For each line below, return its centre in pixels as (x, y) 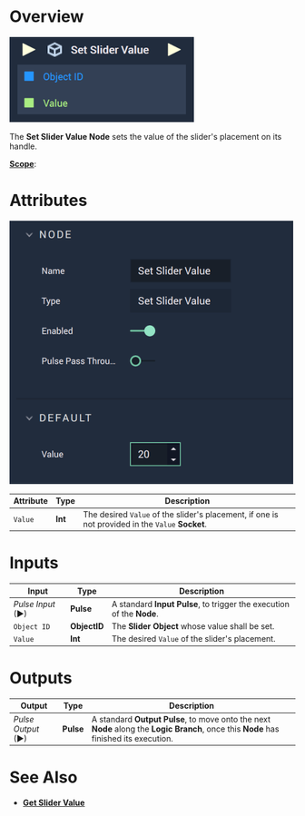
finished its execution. (133, 738)
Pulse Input (34, 604)
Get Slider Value (54, 802)
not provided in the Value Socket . (145, 524)
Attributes (49, 201)
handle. (24, 146)
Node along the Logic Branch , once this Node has (185, 729)
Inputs (34, 563)
